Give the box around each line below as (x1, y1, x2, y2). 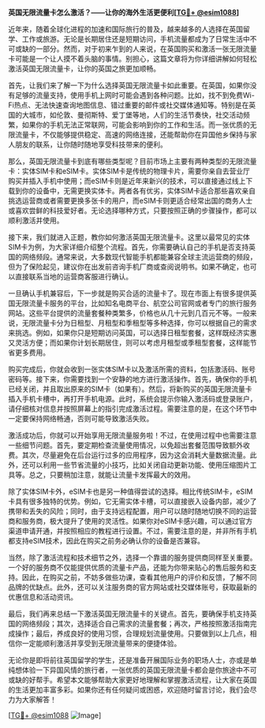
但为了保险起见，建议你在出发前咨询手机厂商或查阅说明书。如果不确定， (8, 262, 243, 271)
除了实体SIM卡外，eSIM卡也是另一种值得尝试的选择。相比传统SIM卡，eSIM (8, 487, 253, 496)
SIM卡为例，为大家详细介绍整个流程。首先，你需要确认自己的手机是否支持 (8, 242, 249, 252)
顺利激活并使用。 (8, 216, 64, 225)
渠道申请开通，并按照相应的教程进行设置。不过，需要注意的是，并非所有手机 (8, 526, 257, 536)
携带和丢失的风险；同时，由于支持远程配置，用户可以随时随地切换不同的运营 (8, 506, 257, 516)
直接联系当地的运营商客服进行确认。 (14, 272, 132, 281)
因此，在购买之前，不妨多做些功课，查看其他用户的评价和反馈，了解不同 (21, 573, 257, 582)
